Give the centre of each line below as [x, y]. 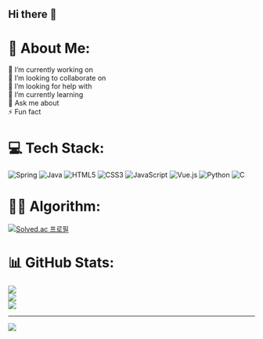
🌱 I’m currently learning [46, 95]
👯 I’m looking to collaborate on [57, 78]
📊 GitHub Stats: [61, 263]
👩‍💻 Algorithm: [54, 206]
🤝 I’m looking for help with [50, 86]
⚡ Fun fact [25, 112]
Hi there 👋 [32, 14]
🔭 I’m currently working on [51, 70]
